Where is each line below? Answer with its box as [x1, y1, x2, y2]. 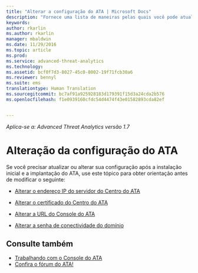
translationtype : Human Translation [6, 86, 96, 92]
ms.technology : [6, 63, 44, 70]
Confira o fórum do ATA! [14, 261, 74, 268]
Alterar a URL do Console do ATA [14, 210, 95, 217]
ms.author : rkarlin [6, 31, 54, 37]
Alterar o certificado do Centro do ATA [14, 199, 108, 206]
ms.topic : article [6, 47, 51, 53]
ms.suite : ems [6, 80, 41, 86]
